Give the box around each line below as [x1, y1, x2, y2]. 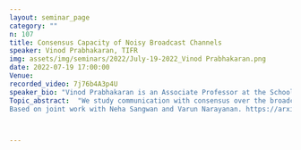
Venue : [9, 71, 34, 80]
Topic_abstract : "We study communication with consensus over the [9, 96, 267, 105]
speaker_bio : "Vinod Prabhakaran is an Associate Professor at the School [9, 87, 295, 96]
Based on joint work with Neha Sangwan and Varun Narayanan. [9, 104, 243, 113]
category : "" [9, 21, 58, 30]
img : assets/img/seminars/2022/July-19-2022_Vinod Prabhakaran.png [9, 54, 267, 63]
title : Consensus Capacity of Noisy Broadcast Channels [9, 37, 222, 47]
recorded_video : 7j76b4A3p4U [9, 79, 118, 88]
